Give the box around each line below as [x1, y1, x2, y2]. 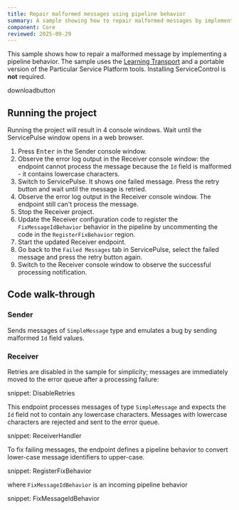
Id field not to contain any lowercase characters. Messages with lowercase [7, 410, 228, 419]
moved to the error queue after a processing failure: [7, 375, 159, 384]
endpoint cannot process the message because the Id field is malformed [17, 162, 232, 171]
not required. [7, 73, 46, 81]
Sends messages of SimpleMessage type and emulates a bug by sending [7, 326, 217, 334]
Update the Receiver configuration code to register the [17, 215, 179, 224]
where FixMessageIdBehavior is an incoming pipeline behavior [7, 481, 188, 489]
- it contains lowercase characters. [17, 170, 120, 179]
